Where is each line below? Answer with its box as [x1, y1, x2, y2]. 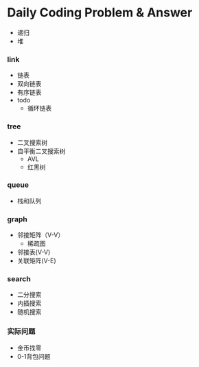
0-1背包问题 [16, 352, 51, 360]
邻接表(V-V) [16, 248, 51, 256]
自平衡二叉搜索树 [16, 146, 66, 155]
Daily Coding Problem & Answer [7, 5, 193, 21]
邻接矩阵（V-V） [16, 231, 65, 239]
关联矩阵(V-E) [16, 256, 56, 265]
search [7, 274, 31, 284]
